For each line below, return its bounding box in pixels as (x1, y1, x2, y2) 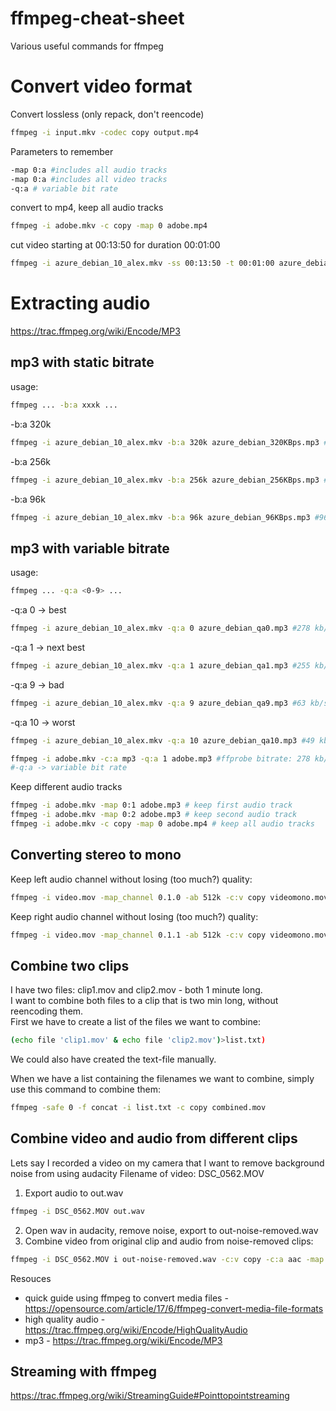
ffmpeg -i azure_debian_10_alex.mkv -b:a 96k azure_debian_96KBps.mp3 (10, 512, 311, 522)
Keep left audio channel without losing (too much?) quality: (10, 873, 253, 885)
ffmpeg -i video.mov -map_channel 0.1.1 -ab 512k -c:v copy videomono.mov (10, 930, 329, 940)
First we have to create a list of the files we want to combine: (10, 1016, 261, 1028)
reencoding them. (10, 1005, 84, 1017)
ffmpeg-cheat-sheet (10, 7, 185, 30)
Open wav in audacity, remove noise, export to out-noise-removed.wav (24, 1224, 319, 1236)
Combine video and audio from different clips (10, 1130, 298, 1147)
